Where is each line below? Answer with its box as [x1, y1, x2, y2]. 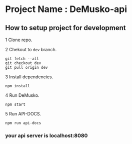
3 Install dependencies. [5, 74, 53, 80]
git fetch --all [5, 56, 39, 61]
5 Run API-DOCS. [5, 111, 41, 116]
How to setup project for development [5, 24, 126, 32]
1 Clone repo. [5, 37, 32, 43]
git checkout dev [5, 61, 41, 66]
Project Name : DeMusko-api [5, 4, 127, 15]
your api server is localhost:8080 [5, 132, 88, 139]
